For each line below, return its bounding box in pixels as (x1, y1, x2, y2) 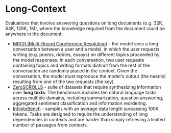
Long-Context (5, 3, 66, 15)
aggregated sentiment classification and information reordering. (12, 100, 147, 106)
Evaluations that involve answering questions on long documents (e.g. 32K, (5, 20, 164, 26)
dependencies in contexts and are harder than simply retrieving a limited (12, 116, 165, 122)
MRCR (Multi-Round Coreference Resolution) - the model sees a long (12, 40, 158, 46)
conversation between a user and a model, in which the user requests (12, 46, 160, 52)
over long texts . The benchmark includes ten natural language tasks (12, 89, 157, 95)
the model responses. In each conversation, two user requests (12, 57, 144, 63)
